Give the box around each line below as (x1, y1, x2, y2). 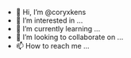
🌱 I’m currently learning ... (15, 24, 101, 33)
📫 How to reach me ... (15, 42, 90, 50)
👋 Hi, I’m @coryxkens (15, 8, 87, 16)
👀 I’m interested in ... (15, 16, 83, 25)
